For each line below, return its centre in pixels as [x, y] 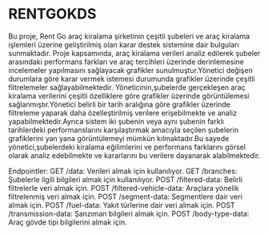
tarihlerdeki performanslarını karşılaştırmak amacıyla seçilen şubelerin [123, 130]
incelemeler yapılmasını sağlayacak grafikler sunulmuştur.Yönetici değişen [131, 70]
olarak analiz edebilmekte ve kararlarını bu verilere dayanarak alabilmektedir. [134, 155]
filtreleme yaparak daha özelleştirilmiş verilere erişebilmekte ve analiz [123, 112]
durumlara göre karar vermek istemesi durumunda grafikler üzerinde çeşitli [132, 79]
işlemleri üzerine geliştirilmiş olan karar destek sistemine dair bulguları [124, 44]
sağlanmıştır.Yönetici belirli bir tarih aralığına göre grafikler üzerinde [119, 104]
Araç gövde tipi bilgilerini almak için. [68, 222]
